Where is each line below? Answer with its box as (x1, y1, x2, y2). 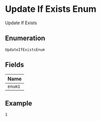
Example (5, 99, 32, 107)
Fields (5, 61, 25, 69)
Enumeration (5, 34, 46, 42)
